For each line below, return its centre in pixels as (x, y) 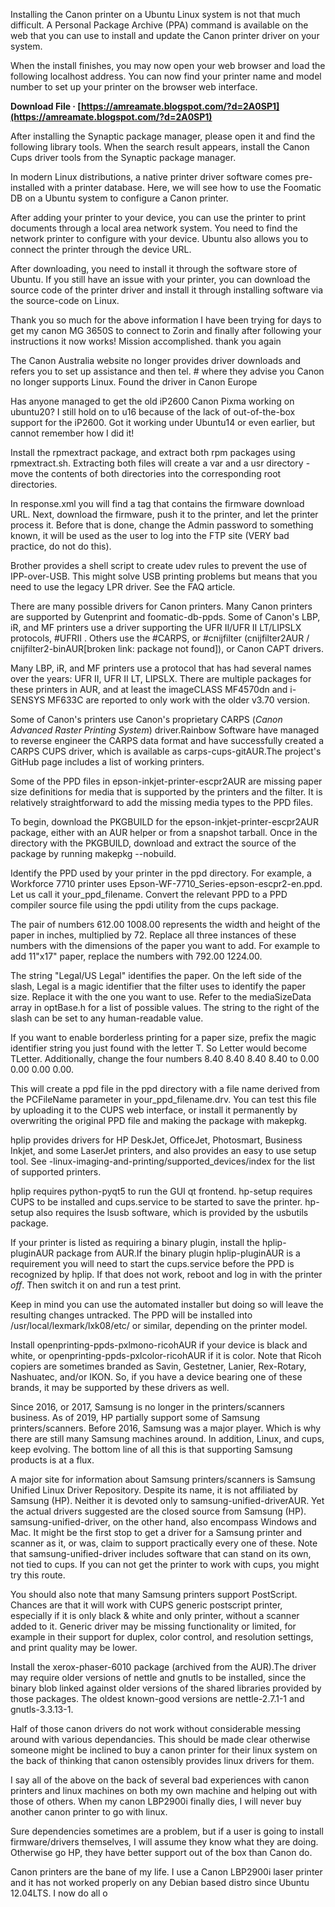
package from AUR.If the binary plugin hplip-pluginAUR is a (178, 1253)
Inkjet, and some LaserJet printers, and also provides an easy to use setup (163, 1150)
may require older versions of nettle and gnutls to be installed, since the (158, 1677)
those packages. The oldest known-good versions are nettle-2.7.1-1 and (157, 1698)
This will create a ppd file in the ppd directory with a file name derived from (165, 1088)
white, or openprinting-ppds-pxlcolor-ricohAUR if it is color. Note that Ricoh (166, 1355)
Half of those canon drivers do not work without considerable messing (156, 1728)
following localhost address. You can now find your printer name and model (166, 76)
